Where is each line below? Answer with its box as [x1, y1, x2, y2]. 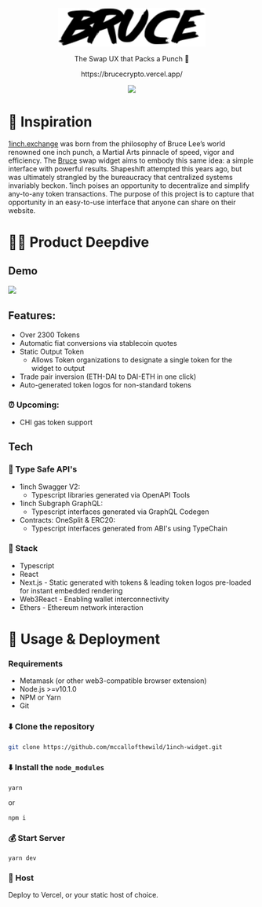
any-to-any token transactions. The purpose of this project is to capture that [8, 189, 255, 198]
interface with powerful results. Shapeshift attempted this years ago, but [8, 163, 242, 173]
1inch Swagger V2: [19, 482, 81, 491]
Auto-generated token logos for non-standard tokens [19, 380, 192, 389]
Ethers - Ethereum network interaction [19, 602, 144, 612]
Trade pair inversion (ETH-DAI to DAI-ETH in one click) [19, 372, 197, 381]
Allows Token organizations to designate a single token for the [31, 354, 233, 365]
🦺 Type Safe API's [8, 464, 78, 475]
